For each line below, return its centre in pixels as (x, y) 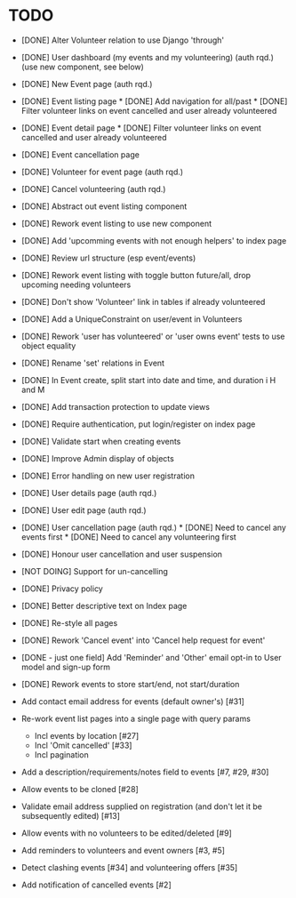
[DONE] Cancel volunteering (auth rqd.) (93, 188)
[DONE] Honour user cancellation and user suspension (122, 554)
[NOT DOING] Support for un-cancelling (94, 571)
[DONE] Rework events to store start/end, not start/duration (130, 684)
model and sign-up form (65, 667)
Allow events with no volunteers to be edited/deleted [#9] (126, 833)
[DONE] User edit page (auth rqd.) (84, 510)
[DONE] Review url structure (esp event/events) (108, 258)
